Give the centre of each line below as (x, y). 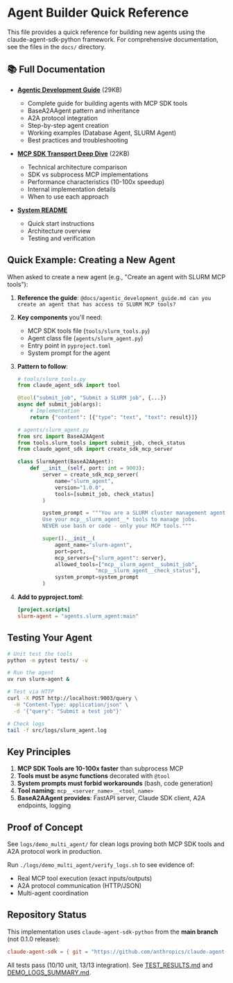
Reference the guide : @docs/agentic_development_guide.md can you (114, 297)
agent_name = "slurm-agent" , (94, 545)
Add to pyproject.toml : (50, 597)
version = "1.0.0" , (80, 488)
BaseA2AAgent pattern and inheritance (84, 110)
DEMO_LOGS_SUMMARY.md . (49, 972)
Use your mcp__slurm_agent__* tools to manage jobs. (120, 520)
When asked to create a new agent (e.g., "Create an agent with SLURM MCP (116, 276)
